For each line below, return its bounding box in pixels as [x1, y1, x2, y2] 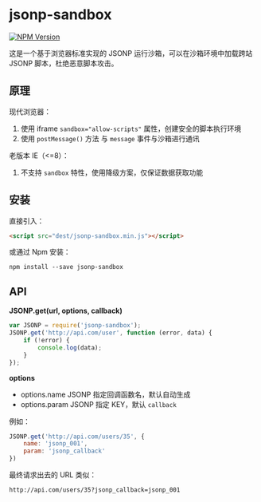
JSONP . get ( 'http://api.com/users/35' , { [9, 433, 146, 441]
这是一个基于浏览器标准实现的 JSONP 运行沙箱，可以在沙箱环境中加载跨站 [9, 48, 253, 57]
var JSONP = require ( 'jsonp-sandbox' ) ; [9, 322, 142, 330]
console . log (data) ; [37, 343, 103, 352]
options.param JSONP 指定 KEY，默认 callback [20, 399, 177, 409]
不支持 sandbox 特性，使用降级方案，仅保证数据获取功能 [20, 168, 204, 177]
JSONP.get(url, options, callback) [9, 306, 123, 316]
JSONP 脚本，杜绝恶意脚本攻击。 [9, 58, 119, 68]
